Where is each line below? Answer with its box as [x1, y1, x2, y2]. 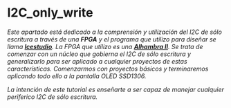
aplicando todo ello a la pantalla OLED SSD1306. [7, 71, 147, 80]
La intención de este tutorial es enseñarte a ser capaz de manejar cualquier [7, 85, 225, 93]
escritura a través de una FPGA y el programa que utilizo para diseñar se [7, 35, 216, 43]
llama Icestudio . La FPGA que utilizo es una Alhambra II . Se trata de [7, 42, 203, 51]
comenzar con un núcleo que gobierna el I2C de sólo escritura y [7, 50, 192, 58]
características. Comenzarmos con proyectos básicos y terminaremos [7, 64, 209, 73]
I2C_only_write [7, 5, 93, 21]
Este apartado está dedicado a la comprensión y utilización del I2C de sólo [7, 28, 223, 36]
